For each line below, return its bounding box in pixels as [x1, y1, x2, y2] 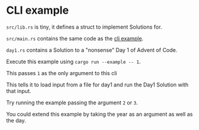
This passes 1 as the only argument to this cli [6, 69, 118, 76]
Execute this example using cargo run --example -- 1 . [6, 58, 141, 65]
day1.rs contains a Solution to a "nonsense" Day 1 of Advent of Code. [6, 46, 177, 54]
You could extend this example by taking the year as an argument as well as [6, 110, 193, 117]
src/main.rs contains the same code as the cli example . [6, 35, 144, 42]
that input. [6, 87, 32, 94]
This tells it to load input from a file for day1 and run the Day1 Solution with [6, 81, 189, 88]
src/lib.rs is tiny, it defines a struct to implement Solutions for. [6, 23, 163, 30]
